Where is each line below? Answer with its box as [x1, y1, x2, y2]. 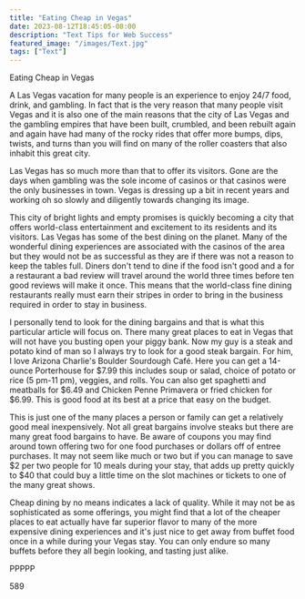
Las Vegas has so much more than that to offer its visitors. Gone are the [9, 166, 279, 177]
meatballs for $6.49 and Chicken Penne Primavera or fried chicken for [9, 384, 273, 396]
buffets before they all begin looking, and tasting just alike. [9, 545, 229, 556]
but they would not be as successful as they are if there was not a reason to [9, 251, 294, 262]
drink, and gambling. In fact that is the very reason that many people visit [9, 99, 284, 110]
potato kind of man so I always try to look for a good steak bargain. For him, [9, 346, 294, 357]
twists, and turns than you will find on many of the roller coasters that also [9, 138, 288, 149]
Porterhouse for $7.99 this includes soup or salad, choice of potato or [35, 365, 296, 376]
